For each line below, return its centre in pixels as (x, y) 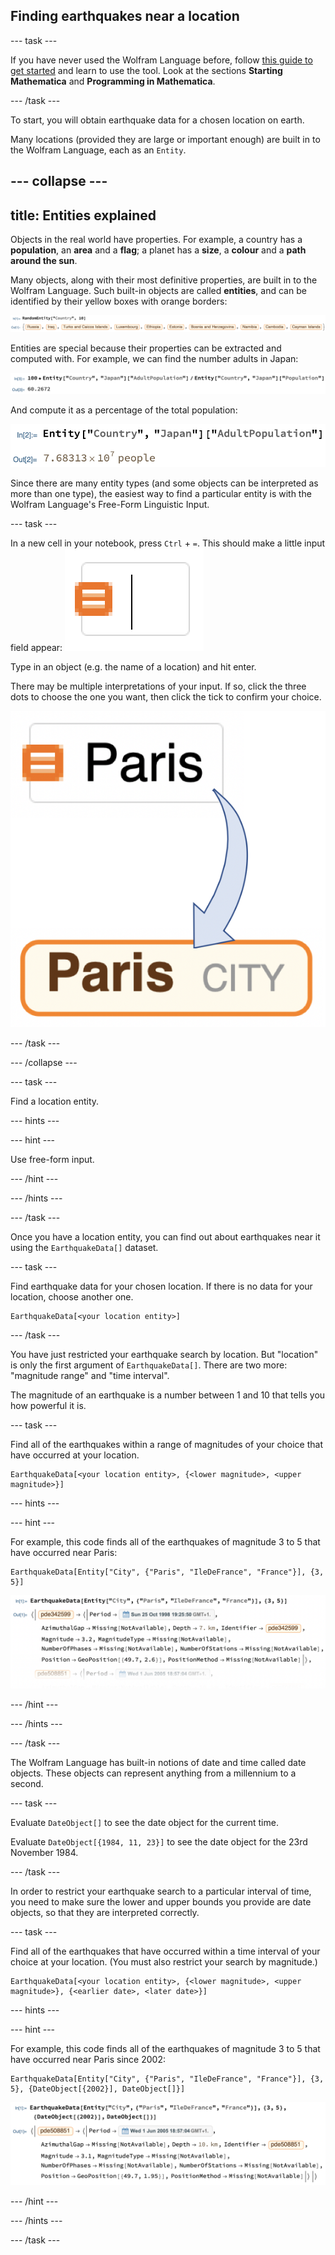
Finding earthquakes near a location (125, 16)
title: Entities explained (83, 215)
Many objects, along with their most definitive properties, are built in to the (164, 280)
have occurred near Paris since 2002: (88, 2060)
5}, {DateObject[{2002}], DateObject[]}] (98, 2089)
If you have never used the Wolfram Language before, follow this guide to (161, 60)
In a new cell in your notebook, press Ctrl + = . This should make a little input (168, 543)
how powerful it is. (48, 1405)
